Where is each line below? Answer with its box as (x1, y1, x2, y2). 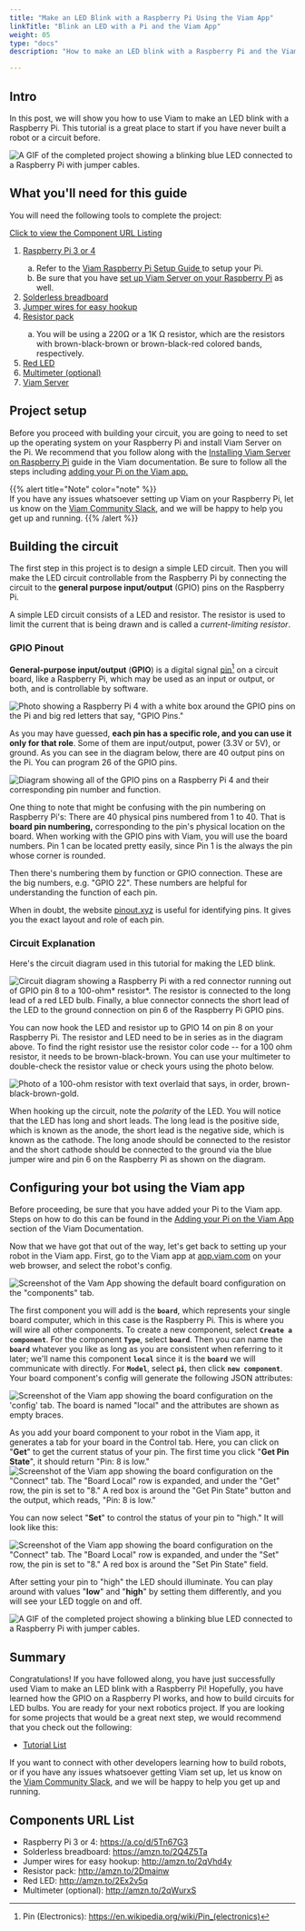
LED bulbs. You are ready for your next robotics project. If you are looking (9, 1703, 285, 1714)
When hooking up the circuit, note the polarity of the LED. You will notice (9, 1105, 281, 1116)
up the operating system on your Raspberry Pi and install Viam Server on (9, 437, 282, 448)
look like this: (9, 1522, 59, 1533)
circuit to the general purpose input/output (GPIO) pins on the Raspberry (9, 582, 285, 593)
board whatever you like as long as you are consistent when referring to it (9, 1344, 283, 1355)
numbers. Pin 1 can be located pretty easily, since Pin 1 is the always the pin (9, 841, 293, 851)
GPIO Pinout (9, 642, 64, 654)
